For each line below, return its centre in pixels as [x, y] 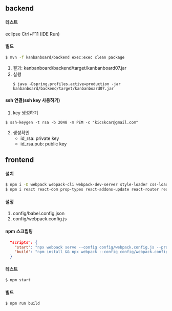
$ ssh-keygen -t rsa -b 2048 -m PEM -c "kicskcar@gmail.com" [72, 122]
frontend [20, 160]
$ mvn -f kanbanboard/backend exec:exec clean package [65, 57]
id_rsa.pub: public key [44, 143]
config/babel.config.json [39, 213]
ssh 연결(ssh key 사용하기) [33, 100]
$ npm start [18, 280]
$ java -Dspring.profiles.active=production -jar [67, 84]
